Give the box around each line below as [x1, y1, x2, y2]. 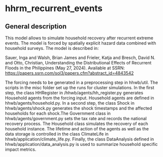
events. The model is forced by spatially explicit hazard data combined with [5, 40, 157, 46]
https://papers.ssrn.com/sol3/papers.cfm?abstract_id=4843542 [5, 70, 134, 76]
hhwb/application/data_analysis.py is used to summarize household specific [5, 141, 158, 147]
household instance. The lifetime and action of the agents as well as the [5, 126, 149, 131]
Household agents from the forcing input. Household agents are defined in [5, 95, 154, 101]
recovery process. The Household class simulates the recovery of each [5, 121, 148, 126]
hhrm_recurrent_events [5, 3, 103, 14]
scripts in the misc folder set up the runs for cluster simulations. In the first [5, 85, 155, 90]
